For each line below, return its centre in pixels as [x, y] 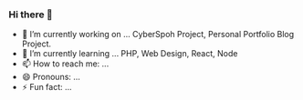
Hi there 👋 [31, 15]
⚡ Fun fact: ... [47, 87]
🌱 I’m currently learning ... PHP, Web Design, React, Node [130, 54]
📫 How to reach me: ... [65, 64]
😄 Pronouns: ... [51, 77]
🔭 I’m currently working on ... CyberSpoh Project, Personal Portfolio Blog [158, 35]
